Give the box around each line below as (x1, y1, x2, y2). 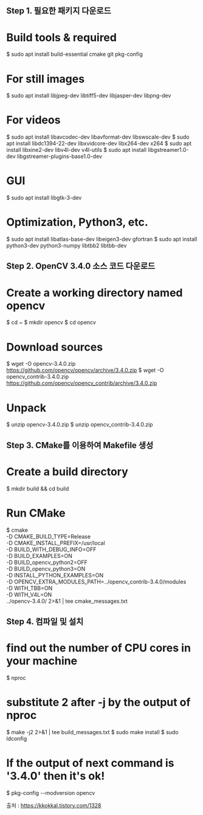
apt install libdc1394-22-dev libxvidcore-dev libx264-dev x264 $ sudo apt (6, 140, 192, 147)
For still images (6, 72, 85, 86)
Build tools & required (6, 30, 117, 44)
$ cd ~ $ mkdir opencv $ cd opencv (6, 318, 96, 326)
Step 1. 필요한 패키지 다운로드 (6, 5, 111, 16)
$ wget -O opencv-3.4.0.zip (6, 360, 76, 368)
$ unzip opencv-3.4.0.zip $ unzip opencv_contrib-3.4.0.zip (6, 421, 153, 428)
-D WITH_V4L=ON (6, 591, 52, 598)
